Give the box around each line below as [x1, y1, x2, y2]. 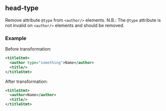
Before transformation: [5, 46, 52, 52]
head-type [5, 4, 39, 12]
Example [5, 35, 27, 42]
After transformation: [5, 78, 48, 84]
